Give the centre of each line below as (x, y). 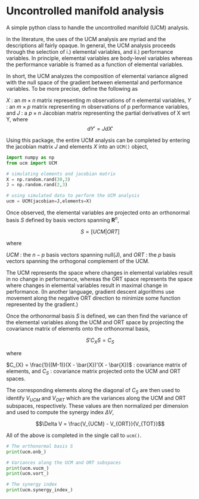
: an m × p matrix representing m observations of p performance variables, (98, 106)
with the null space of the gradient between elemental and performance (94, 82)
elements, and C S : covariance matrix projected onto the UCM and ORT (94, 372)
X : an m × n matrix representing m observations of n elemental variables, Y (99, 100)
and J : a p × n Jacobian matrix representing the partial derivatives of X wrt (98, 113)
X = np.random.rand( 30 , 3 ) (38, 179)
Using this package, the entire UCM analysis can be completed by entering (98, 140)
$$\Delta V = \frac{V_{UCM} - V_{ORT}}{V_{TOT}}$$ (100, 423)
